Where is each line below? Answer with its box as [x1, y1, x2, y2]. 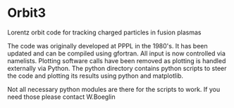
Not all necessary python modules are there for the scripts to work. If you [7, 85, 221, 93]
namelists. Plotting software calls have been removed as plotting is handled [7, 56, 226, 65]
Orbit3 [7, 5, 46, 21]
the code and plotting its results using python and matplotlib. [7, 72, 184, 80]
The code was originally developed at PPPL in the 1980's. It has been [7, 41, 208, 50]
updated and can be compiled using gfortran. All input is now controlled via [7, 49, 226, 58]
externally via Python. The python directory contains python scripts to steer [7, 64, 227, 72]
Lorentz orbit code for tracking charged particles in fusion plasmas [7, 28, 202, 36]
